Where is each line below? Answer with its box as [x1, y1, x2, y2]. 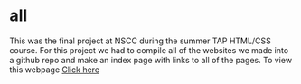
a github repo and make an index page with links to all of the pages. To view [9, 54, 292, 65]
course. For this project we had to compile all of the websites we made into [9, 44, 289, 55]
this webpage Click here [9, 64, 100, 75]
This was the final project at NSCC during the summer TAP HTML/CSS [9, 35, 271, 46]
